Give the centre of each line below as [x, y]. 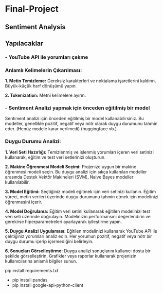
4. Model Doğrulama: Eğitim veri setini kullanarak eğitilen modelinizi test [78, 211]
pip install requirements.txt [32, 270]
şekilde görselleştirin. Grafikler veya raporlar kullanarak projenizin [71, 256]
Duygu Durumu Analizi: [33, 141]
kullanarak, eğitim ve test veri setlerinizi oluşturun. [55, 157]
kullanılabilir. [18, 182]
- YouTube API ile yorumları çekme [47, 57]
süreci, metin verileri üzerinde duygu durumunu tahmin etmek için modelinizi [82, 197]
